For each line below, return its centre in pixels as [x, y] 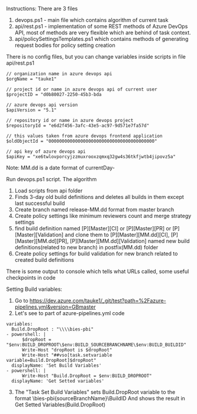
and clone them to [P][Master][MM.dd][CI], [117, 235]
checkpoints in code [31, 277]
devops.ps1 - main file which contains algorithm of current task [91, 20]
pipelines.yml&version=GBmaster [55, 307]
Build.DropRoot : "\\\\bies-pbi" [53, 329]
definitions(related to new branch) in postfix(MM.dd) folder [86, 247]
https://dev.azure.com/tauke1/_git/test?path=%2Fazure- [98, 301]
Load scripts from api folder [49, 191]
